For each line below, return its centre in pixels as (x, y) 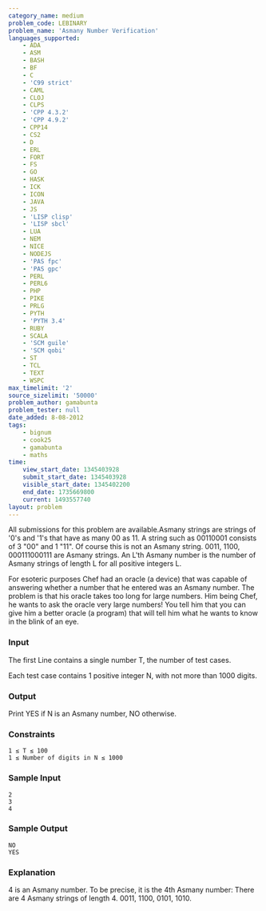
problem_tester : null (44, 410)
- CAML (34, 90)
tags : (17, 425)
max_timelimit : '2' (41, 388)
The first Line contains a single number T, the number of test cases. (120, 660)
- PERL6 (35, 284)
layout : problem (35, 507)
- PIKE (34, 299)
